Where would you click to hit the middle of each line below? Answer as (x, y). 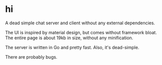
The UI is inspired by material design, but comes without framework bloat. (81, 32)
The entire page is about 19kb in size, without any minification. (69, 38)
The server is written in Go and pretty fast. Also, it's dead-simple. (72, 47)
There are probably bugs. (31, 57)
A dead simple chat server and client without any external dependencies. (80, 23)
